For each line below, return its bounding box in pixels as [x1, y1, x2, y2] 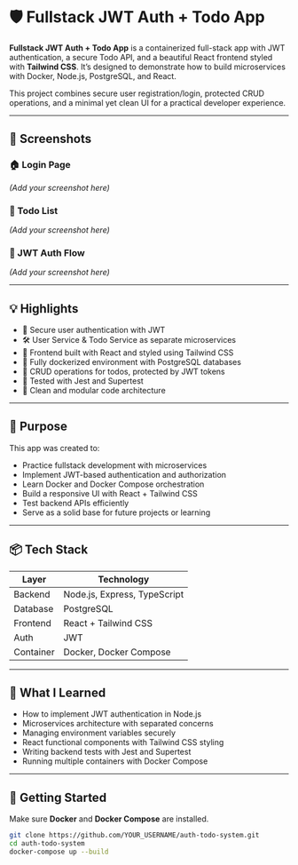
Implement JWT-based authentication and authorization [21, 469, 227, 480]
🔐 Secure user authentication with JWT [21, 325, 166, 336]
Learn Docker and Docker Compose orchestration [21, 479, 205, 489]
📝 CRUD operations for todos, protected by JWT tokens [21, 366, 225, 377]
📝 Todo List [9, 204, 59, 217]
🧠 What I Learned [9, 686, 106, 701]
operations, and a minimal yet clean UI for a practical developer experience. [9, 97, 286, 107]
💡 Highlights [9, 301, 79, 316]
